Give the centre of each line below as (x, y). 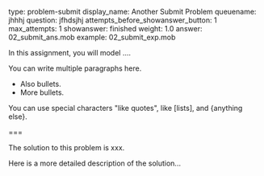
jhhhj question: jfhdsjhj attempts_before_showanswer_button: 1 (113, 20)
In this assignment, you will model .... (70, 53)
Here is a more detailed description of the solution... (95, 163)
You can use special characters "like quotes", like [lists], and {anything (126, 108)
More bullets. (42, 92)
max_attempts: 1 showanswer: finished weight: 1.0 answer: (105, 29)
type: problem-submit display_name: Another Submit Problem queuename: (132, 12)
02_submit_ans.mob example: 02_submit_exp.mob (92, 37)
